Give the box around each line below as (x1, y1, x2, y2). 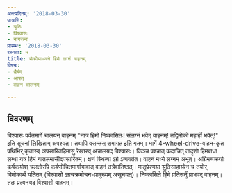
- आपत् (7, 74, 24, 82)
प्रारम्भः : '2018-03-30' (7, 42, 63, 49)
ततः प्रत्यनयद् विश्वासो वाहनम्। (7, 178, 74, 187)
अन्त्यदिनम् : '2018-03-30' (7, 10, 71, 17)
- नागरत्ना (7, 36, 29, 43)
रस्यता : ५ (7, 49, 29, 56)
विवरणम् (7, 112, 33, 125)
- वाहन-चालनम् (7, 81, 40, 88)
